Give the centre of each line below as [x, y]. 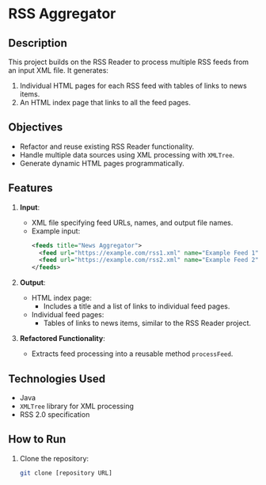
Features [30, 188]
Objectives [36, 127]
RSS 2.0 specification [55, 414]
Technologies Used [57, 379]
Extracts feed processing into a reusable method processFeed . [132, 354]
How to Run [37, 440]
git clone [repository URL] [66, 473]
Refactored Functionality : [62, 339]
